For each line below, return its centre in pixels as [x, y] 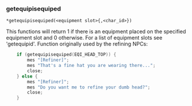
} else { [27, 76]
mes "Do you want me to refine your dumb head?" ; [89, 87]
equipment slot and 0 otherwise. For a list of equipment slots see [84, 38]
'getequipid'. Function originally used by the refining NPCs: [77, 44]
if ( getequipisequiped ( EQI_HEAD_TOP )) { [66, 55]
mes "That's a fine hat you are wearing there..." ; [92, 66]
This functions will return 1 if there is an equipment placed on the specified [96, 31]
